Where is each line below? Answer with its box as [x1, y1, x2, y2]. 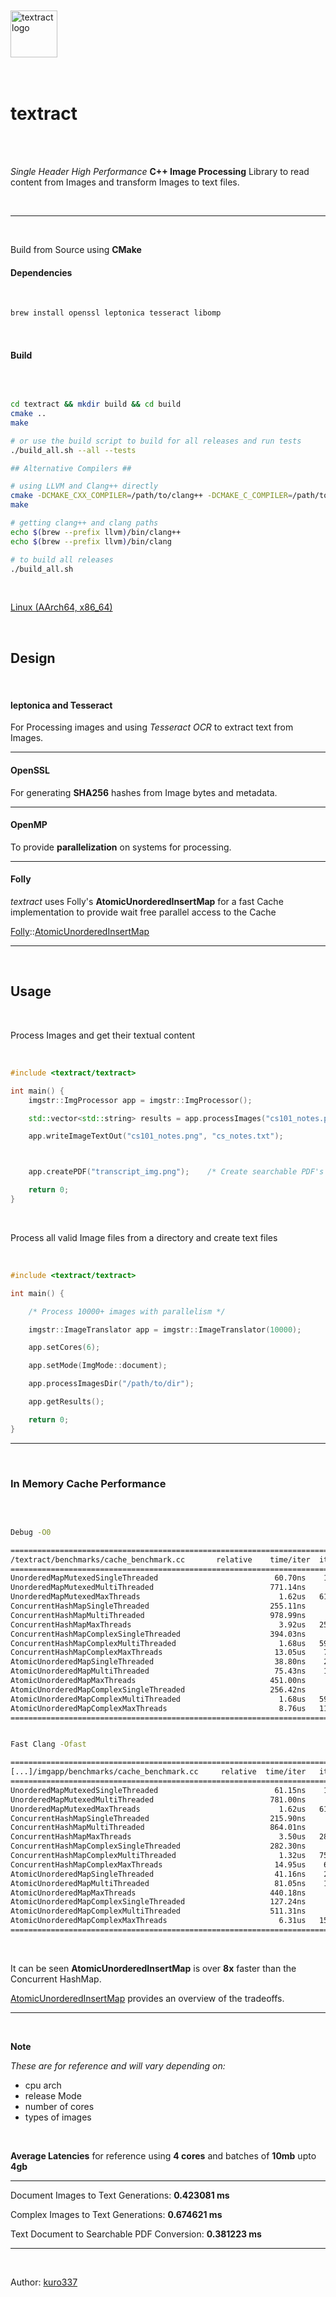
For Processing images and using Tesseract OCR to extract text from [10, 721, 294, 733]
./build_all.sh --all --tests [10, 445, 137, 455]
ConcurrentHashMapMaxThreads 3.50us [10, 1832, 307, 1842]
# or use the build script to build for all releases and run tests [10, 436, 302, 446]
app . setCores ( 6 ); [28, 1343, 101, 1353]
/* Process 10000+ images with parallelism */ [28, 1306, 226, 1317]
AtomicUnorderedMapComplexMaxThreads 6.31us [10, 1916, 307, 1926]
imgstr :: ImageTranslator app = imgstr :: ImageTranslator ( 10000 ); [28, 1324, 302, 1335]
